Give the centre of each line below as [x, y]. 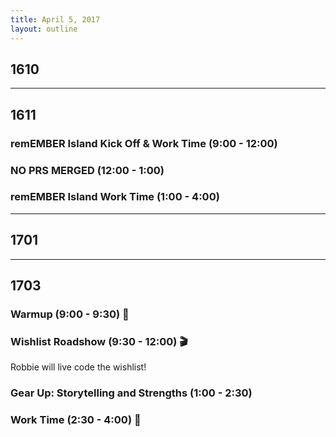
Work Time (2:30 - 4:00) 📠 [76, 420]
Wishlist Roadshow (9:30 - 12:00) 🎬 [99, 341]
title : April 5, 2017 [55, 19]
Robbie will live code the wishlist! [78, 367]
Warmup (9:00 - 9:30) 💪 [70, 314]
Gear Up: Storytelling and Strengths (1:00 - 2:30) [131, 393]
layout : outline [44, 29]
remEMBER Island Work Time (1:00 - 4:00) [115, 197]
